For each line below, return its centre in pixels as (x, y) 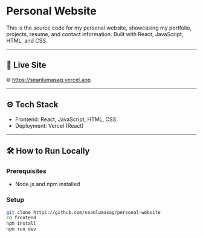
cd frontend (21, 218)
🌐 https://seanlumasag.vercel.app (49, 80)
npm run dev (21, 229)
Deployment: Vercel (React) (49, 125)
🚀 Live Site (26, 65)
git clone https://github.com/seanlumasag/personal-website (84, 212)
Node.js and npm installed (47, 184)
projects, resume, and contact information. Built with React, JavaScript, (95, 34)
